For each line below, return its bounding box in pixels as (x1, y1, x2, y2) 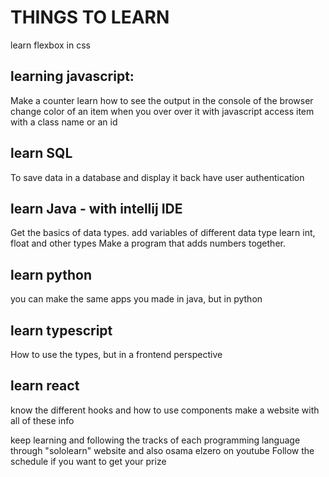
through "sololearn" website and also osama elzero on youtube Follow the (10, 444, 315, 456)
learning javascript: (10, 68, 135, 85)
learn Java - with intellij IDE (10, 200, 183, 217)
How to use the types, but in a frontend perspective (10, 349, 223, 360)
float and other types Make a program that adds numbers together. (10, 237, 286, 250)
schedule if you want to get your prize (10, 455, 167, 467)
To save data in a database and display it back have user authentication (10, 171, 305, 183)
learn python (10, 266, 92, 283)
